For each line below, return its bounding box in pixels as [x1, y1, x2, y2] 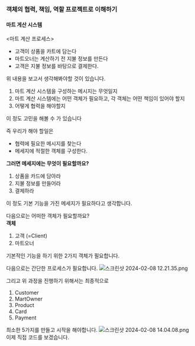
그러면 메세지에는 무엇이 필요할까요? [6, 160, 89, 167]
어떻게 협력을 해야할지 [14, 102, 66, 110]
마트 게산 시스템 [6, 21, 43, 28]
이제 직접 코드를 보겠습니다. [6, 334, 70, 341]
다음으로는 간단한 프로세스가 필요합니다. [6, 265, 98, 272]
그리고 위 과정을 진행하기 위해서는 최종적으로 [6, 278, 109, 285]
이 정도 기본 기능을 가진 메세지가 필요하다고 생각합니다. [6, 200, 132, 207]
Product [14, 302, 34, 309]
